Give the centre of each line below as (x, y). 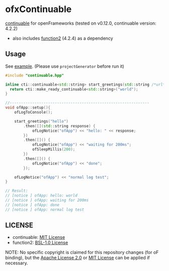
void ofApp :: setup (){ (28, 108)
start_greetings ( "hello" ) (41, 121)
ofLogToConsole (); (33, 112)
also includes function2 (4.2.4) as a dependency (63, 38)
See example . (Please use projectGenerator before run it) (65, 66)
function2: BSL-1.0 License (40, 243)
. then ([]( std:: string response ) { (59, 126)
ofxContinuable (38, 9)
